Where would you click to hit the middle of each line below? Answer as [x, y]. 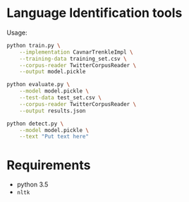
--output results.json [53, 111]
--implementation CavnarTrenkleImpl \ [76, 52]
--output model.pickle [53, 72]
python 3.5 [32, 184]
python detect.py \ [35, 124]
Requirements [49, 165]
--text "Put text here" [54, 137]
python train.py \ [33, 45]
